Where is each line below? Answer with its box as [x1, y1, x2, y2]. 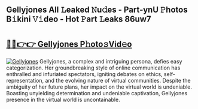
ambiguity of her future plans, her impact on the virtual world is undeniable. [6, 83, 193, 90]
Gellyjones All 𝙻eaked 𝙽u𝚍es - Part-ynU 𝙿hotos [6, 5, 188, 15]
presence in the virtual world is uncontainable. [6, 96, 121, 103]
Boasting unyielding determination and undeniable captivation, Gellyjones [6, 90, 188, 96]
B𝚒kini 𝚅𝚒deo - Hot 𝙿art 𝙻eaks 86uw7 [6, 14, 151, 25]
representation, [6, 77, 44, 84]
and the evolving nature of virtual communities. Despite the [44, 77, 191, 84]
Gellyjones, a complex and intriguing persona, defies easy [39, 58, 182, 65]
